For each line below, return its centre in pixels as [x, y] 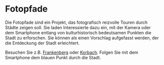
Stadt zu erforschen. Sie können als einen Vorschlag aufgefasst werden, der [82, 38]
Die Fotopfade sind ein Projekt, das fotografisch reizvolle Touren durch [76, 22]
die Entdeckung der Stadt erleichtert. [42, 43]
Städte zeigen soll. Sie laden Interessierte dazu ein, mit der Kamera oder [78, 27]
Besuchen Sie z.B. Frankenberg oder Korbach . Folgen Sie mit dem [72, 52]
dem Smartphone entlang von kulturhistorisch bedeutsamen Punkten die [78, 32]
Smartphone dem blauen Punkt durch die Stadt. [53, 57]
